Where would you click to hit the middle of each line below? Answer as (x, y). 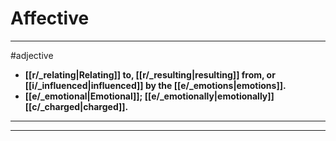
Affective (50, 18)
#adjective (32, 55)
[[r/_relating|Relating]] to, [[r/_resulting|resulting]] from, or (150, 74)
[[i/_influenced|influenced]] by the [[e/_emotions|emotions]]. (155, 85)
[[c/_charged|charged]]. (76, 106)
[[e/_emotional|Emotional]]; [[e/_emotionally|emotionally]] (149, 96)
